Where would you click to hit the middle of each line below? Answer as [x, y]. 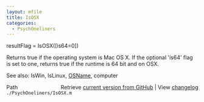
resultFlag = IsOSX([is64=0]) [43, 46]
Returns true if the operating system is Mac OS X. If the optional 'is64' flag [100, 57]
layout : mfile [24, 12]
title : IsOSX [23, 18]
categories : [21, 23]
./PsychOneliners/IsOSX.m [39, 93]
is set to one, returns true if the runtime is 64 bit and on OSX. [83, 64]
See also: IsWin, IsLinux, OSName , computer [62, 75]
